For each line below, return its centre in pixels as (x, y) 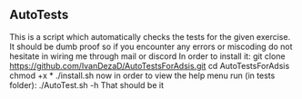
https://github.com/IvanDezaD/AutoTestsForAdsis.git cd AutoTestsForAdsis (150, 65)
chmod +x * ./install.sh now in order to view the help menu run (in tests (142, 75)
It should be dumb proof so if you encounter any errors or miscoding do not (151, 46)
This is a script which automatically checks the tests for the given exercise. (150, 36)
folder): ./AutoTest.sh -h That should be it (87, 84)
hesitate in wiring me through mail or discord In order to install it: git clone (147, 56)
